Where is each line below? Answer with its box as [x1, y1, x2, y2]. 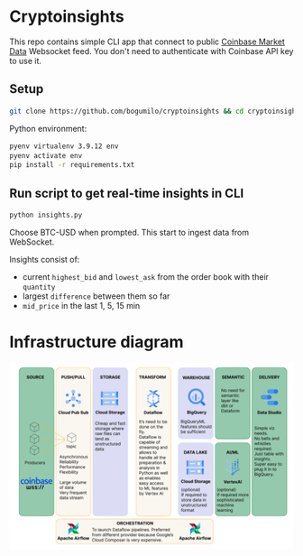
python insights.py [9, 210, 83, 220]
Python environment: [9, 123, 87, 134]
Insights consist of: [9, 254, 80, 264]
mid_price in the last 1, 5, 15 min [22, 300, 141, 310]
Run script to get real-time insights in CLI [9, 185, 244, 200]
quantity [22, 283, 56, 292]
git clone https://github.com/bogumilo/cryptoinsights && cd [9, 107, 244, 116]
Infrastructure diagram [9, 332, 184, 353]
